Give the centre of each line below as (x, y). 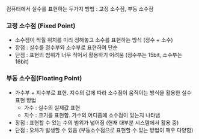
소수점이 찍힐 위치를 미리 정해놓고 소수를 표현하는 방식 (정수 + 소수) (94, 40)
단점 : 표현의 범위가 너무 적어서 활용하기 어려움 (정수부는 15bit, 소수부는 (98, 55)
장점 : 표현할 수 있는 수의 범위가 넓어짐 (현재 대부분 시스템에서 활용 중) (97, 122)
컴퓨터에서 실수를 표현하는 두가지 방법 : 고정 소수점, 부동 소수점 (80, 9)
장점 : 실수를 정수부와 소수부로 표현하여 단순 (66, 47)
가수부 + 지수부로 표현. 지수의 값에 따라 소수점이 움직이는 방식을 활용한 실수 (103, 92)
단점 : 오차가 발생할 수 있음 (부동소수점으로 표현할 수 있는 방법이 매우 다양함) (104, 130)
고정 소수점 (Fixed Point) (41, 26)
